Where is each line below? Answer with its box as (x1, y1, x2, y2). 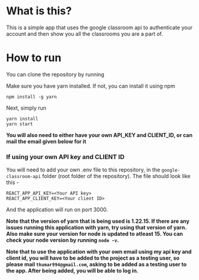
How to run (6, 51, 62, 65)
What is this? (6, 4, 72, 18)
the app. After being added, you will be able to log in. (6, 267, 138, 275)
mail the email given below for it (6, 138, 87, 145)
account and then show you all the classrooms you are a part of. (6, 30, 163, 37)
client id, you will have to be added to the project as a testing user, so (6, 254, 180, 262)
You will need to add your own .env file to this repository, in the (6, 166, 160, 173)
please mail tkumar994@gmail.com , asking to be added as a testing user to (6, 261, 187, 268)
